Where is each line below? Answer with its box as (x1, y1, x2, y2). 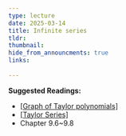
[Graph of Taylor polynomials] (19, 101, 118, 110)
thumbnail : (8, 42, 45, 50)
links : (8, 57, 30, 65)
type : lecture (8, 11, 56, 20)
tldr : (8, 34, 26, 42)
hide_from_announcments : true (8, 49, 109, 57)
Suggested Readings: (8, 86, 81, 95)
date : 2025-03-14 (8, 19, 66, 27)
